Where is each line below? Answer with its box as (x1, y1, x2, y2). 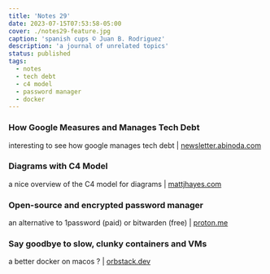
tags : (8, 58, 27, 66)
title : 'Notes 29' (8, 11, 71, 20)
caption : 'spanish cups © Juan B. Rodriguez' (8, 34, 165, 43)
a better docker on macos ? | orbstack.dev (8, 257, 151, 267)
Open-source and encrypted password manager (8, 199, 203, 211)
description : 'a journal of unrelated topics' (8, 42, 169, 50)
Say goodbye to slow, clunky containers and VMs (8, 238, 207, 250)
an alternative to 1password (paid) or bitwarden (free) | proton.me (8, 218, 229, 228)
